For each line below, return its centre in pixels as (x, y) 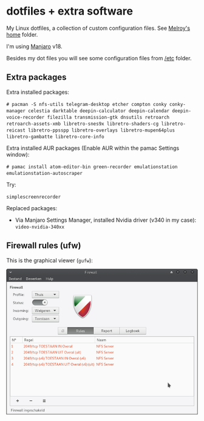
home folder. (22, 34)
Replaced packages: (32, 208)
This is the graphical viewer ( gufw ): (49, 260)
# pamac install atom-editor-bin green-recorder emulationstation (92, 167)
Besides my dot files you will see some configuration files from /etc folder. (99, 58)
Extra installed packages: (38, 92)
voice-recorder (25, 117)
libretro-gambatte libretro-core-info (55, 136)
